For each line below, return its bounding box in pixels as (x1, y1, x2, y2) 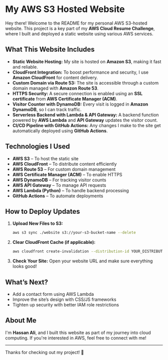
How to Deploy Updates (5, 207, 80, 216)
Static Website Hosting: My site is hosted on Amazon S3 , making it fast (12, 59, 161, 65)
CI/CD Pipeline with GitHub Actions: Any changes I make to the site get (12, 122, 161, 128)
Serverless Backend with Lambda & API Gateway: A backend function (12, 112, 159, 118)
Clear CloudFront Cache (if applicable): (12, 239, 96, 245)
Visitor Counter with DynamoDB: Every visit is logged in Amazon (12, 101, 148, 107)
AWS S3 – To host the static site (12, 155, 79, 161)
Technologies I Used (5, 142, 70, 151)
